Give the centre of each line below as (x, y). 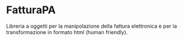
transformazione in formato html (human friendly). (67, 32)
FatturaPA (31, 10)
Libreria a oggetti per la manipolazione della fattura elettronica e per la (91, 26)
